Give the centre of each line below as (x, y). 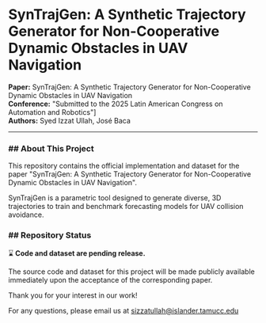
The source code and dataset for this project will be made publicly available (131, 272)
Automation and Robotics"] (52, 112)
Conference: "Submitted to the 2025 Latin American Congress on (116, 104)
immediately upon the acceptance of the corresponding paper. (110, 279)
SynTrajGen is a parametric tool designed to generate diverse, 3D (115, 198)
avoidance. (26, 215)
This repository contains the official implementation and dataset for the (124, 166)
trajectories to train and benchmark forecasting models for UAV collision (126, 207)
